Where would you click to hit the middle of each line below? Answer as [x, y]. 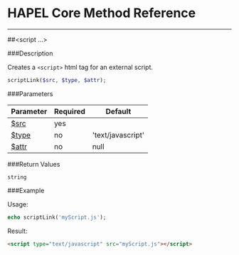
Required [69, 111]
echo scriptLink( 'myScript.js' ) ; [57, 217]
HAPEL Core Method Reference [102, 13]
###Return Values [34, 164]
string [17, 177]
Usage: [18, 204]
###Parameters [30, 93]
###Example [26, 190]
